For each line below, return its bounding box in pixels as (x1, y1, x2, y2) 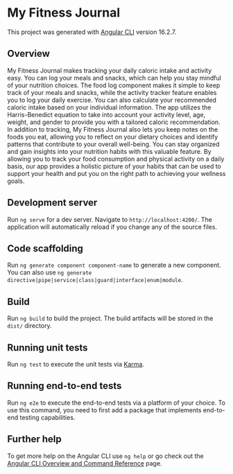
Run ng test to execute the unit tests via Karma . (7, 360, 144, 368)
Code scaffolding (7, 243, 83, 254)
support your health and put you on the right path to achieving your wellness (7, 169, 226, 177)
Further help (7, 433, 62, 445)
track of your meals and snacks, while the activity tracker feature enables (7, 88, 217, 96)
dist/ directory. (7, 322, 52, 330)
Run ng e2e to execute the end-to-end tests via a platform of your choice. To (7, 398, 226, 407)
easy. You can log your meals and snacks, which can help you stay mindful (7, 73, 222, 82)
